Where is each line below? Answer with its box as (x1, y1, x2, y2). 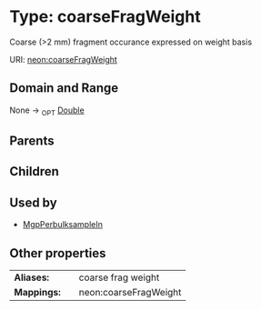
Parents (9, 133, 55, 148)
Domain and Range (9, 80, 119, 96)
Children (9, 164, 59, 179)
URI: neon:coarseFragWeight (9, 54, 118, 65)
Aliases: (14, 271, 50, 284)
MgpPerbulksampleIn (22, 219, 103, 230)
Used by (9, 195, 57, 210)
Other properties (9, 245, 106, 261)
